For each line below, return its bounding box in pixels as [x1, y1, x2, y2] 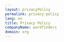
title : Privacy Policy [5, 20, 51, 26]
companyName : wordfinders [5, 25, 57, 30]
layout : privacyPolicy [5, 7, 51, 12]
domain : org [5, 29, 29, 34]
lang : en [5, 16, 23, 21]
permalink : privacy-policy [5, 12, 59, 16]
